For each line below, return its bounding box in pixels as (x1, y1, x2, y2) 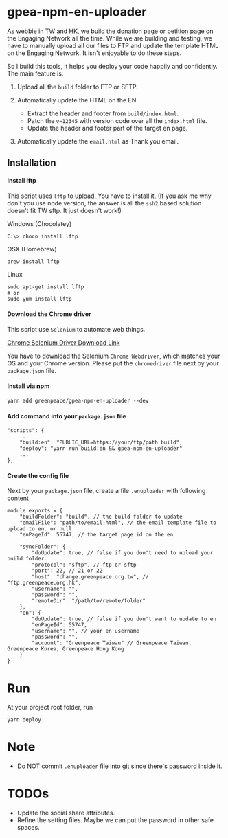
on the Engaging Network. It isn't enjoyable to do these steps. (7, 49, 182, 57)
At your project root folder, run (7, 703, 93, 712)
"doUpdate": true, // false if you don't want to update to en (32, 615, 216, 622)
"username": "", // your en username (32, 628, 139, 635)
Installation (7, 157, 56, 169)
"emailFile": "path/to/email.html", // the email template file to (19, 519, 216, 526)
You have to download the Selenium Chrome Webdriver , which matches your (7, 352, 220, 360)
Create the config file (7, 471, 69, 479)
